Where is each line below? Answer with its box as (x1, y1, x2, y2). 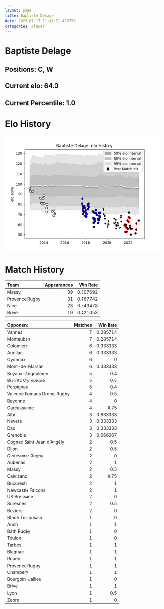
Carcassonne (7, 405, 34, 411)
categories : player (5, 24, 45, 29)
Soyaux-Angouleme (7, 370, 48, 376)
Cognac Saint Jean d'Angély (7, 439, 65, 445)
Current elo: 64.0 (5, 82, 59, 90)
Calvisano (7, 473, 27, 479)
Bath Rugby (7, 528, 31, 534)
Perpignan (7, 384, 28, 390)
